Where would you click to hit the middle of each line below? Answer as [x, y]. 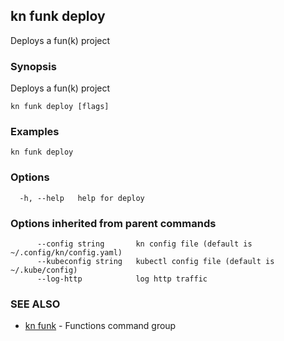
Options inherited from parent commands [113, 223]
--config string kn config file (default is [144, 244]
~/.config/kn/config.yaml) [66, 253]
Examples [35, 132]
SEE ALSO [35, 304]
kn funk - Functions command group [100, 326]
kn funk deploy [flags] [60, 107]
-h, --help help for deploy [82, 198]
